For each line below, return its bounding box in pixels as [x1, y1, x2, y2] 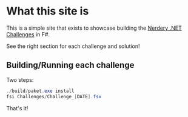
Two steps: [6, 76, 34, 83]
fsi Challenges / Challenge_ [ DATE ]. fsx [6, 93, 102, 99]
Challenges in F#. [6, 30, 50, 38]
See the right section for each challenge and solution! [6, 42, 141, 50]
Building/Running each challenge [6, 60, 135, 70]
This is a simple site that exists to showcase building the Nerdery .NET [6, 24, 182, 32]
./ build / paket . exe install [6, 88, 75, 94]
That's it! [6, 104, 29, 112]
